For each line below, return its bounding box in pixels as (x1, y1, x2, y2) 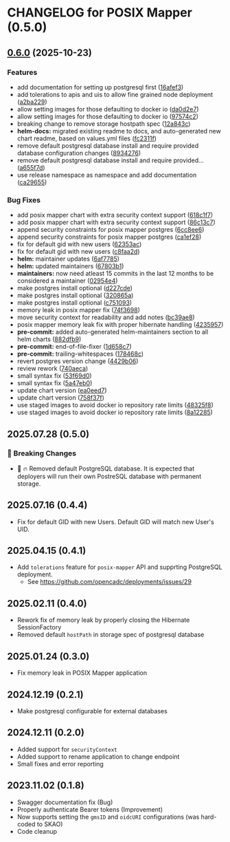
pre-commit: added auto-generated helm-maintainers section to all (16, 328, 209, 336)
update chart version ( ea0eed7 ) (16, 387, 108, 395)
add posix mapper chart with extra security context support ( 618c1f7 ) (16, 211, 214, 219)
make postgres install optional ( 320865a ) (16, 291, 134, 300)
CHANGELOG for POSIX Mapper (7, 5, 192, 21)
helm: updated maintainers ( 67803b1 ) (16, 262, 124, 270)
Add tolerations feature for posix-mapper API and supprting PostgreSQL (16, 563, 222, 572)
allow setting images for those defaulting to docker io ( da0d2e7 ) (16, 105, 199, 113)
